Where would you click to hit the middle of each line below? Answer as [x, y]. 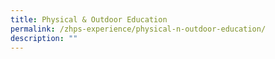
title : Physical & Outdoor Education [89, 19]
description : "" [44, 38]
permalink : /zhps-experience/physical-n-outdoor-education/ [138, 29]
